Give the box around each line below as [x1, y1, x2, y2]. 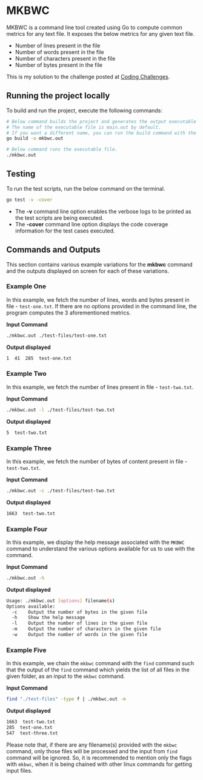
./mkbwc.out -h [6, 575, 45, 581]
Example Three [6, 444, 52, 452]
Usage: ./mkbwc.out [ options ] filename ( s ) [6, 597, 115, 604]
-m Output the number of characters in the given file [12, 626, 162, 632]
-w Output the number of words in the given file [12, 632, 148, 638]
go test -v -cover [6, 197, 53, 203]
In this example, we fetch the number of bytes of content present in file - [6, 458, 188, 465]
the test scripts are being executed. [15, 214, 104, 222]
